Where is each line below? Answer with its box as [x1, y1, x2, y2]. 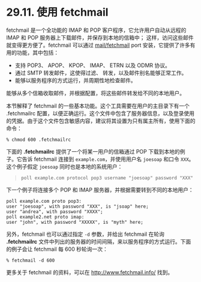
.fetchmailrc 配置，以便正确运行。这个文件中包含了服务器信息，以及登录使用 [6, 109, 195, 117]
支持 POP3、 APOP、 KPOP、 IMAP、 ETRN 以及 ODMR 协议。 [14, 61, 171, 69]
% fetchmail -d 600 [6, 257, 55, 263]
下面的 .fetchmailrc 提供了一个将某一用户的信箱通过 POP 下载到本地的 [6, 148, 180, 155]
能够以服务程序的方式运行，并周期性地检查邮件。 [14, 76, 136, 84]
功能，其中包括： [16, 49, 59, 56]
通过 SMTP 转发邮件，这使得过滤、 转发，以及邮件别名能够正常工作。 [14, 69, 187, 76]
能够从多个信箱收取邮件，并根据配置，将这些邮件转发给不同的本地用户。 [6, 89, 185, 97]
